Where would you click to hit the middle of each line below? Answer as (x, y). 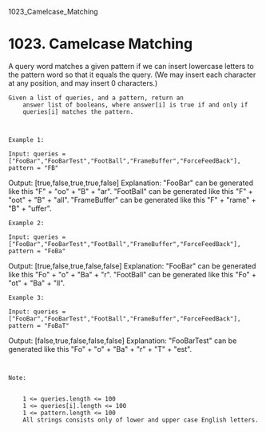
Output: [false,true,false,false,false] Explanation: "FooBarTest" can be (123, 341)
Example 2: (26, 223)
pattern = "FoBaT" (39, 325)
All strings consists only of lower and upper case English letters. (141, 420)
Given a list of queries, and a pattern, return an (96, 98)
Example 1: (26, 139)
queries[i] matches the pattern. (78, 111)
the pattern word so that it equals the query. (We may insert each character (132, 75)
